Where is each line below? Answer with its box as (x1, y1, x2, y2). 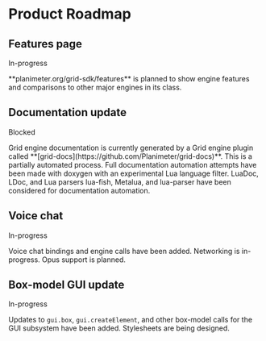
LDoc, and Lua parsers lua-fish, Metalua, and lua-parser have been (8, 177, 232, 186)
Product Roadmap (8, 5, 131, 23)
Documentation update (8, 106, 127, 119)
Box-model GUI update (8, 278, 125, 292)
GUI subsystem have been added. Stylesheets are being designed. (8, 323, 230, 333)
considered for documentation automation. (8, 185, 151, 195)
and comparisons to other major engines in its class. (8, 82, 182, 92)
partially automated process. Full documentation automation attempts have (8, 160, 257, 169)
